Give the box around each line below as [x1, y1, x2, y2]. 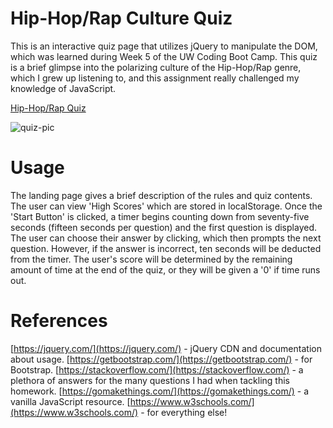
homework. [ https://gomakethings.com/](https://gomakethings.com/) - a [10, 385, 309, 397]
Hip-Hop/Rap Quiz [10, 102, 87, 114]
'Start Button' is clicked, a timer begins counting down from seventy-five [10, 210, 310, 222]
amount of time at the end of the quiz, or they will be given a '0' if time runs [10, 263, 321, 276]
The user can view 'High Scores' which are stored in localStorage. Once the [10, 200, 323, 212]
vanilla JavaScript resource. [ [10, 395, 131, 407]
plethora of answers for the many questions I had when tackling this [10, 374, 291, 386]
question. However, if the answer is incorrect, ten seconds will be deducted [10, 242, 322, 254]
